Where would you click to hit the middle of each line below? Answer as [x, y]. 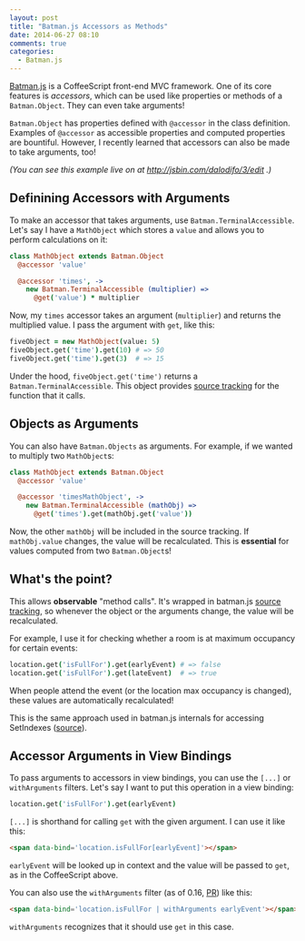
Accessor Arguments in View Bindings [121, 756]
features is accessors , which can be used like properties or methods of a [146, 96]
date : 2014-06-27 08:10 [54, 35]
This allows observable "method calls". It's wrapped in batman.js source [145, 601]
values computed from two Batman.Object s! [91, 551]
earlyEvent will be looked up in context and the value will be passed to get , [150, 865]
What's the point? [61, 579]
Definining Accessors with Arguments [120, 198]
